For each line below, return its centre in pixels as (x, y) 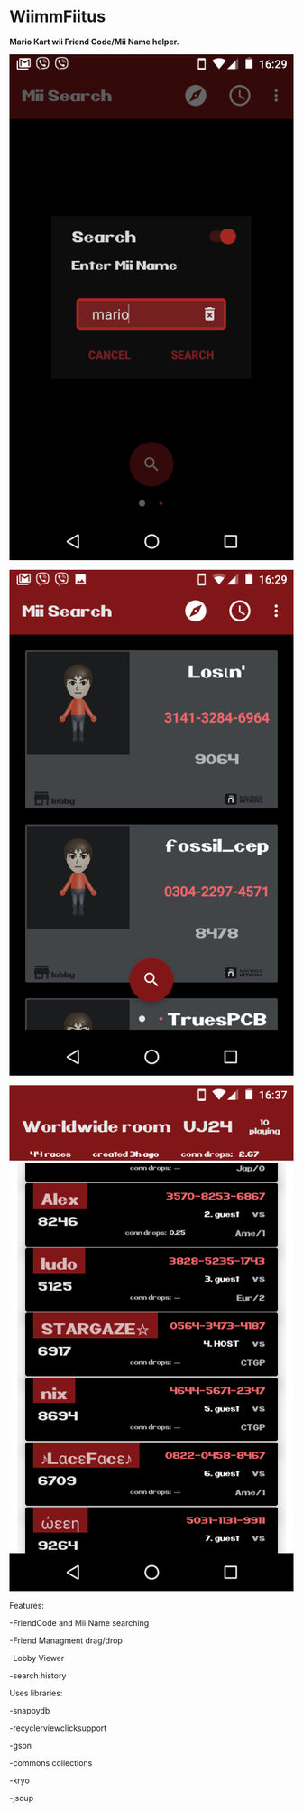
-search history (38, 1675)
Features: (27, 1605)
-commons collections (51, 1762)
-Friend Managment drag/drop (66, 1640)
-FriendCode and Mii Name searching (79, 1622)
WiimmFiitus (58, 17)
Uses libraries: (36, 1693)
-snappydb (30, 1710)
